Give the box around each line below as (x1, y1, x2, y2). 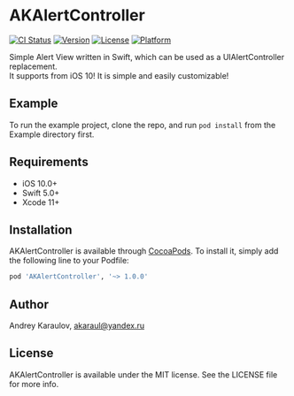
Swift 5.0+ (21, 187, 60, 198)
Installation (9, 222, 73, 237)
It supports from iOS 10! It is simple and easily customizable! (9, 70, 229, 80)
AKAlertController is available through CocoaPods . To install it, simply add (9, 246, 279, 256)
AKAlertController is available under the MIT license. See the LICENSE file (9, 369, 278, 380)
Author (9, 297, 49, 312)
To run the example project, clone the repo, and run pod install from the (9, 119, 276, 130)
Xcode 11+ (21, 196, 60, 208)
